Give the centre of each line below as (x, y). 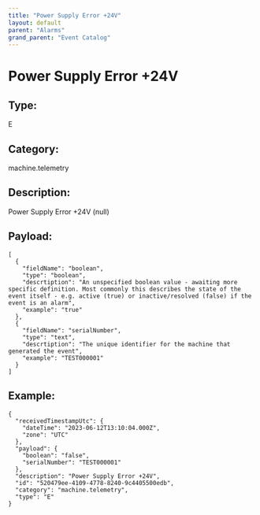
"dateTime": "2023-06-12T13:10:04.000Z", (91, 428)
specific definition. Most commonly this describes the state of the (125, 289)
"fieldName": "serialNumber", (72, 330)
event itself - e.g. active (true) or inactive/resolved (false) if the (130, 296)
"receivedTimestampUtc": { (59, 421)
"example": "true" (52, 309)
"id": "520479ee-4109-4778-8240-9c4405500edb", (95, 483)
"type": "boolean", (54, 275)
